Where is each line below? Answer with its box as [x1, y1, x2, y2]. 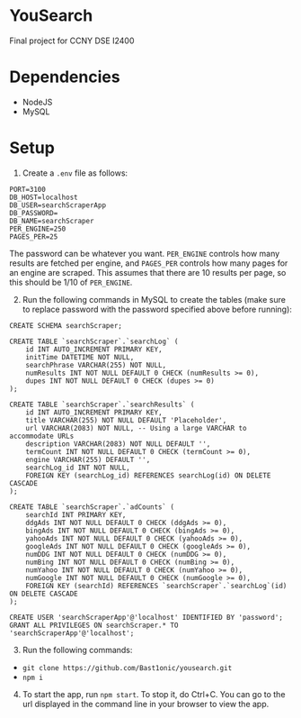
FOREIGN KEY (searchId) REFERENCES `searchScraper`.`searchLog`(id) [25, 581, 288, 590]
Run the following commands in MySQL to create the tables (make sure [22, 294, 286, 304]
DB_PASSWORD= [9, 208, 58, 217]
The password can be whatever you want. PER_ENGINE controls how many [9, 248, 280, 259]
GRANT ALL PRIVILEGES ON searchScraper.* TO [9, 621, 179, 630]
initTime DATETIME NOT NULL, [25, 352, 135, 361]
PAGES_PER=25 [9, 232, 58, 241]
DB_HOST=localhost [9, 193, 78, 202]
